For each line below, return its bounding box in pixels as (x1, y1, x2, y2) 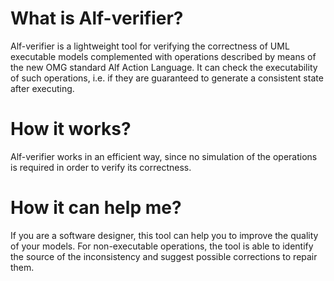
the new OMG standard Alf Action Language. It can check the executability (10, 61, 318, 73)
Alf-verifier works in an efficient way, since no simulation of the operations (10, 150, 318, 162)
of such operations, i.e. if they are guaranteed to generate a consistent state (10, 72, 324, 84)
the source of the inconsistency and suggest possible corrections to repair (10, 250, 318, 262)
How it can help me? (10, 197, 182, 219)
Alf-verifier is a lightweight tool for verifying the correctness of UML (10, 40, 290, 52)
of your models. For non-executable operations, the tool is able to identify (10, 240, 314, 252)
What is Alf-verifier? (10, 7, 184, 30)
